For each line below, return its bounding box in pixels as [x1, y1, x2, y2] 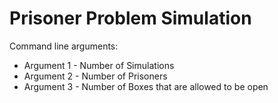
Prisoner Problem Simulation [9, 7, 252, 30]
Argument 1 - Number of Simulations [23, 59, 175, 71]
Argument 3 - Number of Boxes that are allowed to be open [23, 80, 269, 92]
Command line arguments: [9, 40, 119, 52]
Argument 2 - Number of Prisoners [23, 70, 168, 82]
